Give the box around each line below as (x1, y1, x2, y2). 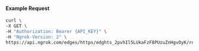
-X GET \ (5, 23, 27, 29)
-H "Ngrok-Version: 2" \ (5, 34, 67, 40)
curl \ (5, 18, 22, 23)
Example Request (5, 5, 50, 12)
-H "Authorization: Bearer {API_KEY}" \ (5, 28, 108, 35)
